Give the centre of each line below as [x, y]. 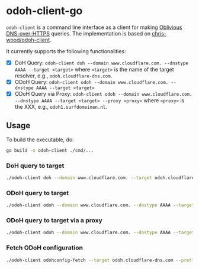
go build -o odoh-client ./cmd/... [50, 150]
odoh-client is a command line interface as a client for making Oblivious [94, 27]
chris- [159, 33]
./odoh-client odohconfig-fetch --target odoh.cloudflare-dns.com [90, 260]
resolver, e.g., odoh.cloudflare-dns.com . [63, 76]
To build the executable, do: [40, 140]
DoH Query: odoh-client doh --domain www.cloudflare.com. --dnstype [101, 63]
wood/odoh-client [28, 40]
